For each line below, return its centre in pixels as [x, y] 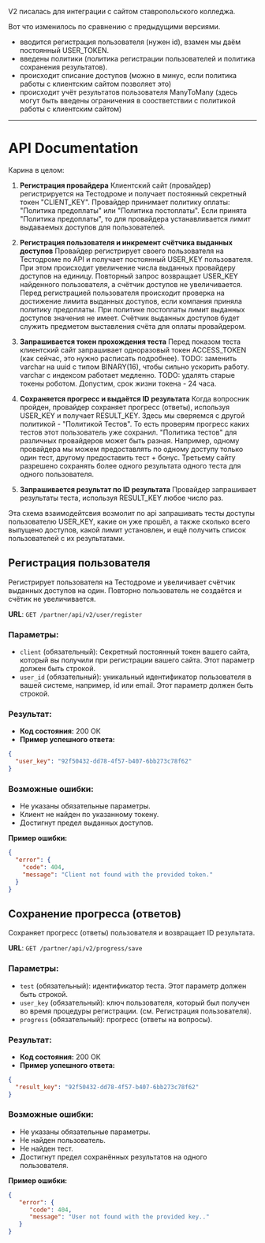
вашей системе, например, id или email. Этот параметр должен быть [136, 685]
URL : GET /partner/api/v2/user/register [75, 614]
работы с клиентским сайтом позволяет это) [95, 84]
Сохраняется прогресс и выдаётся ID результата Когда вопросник [134, 398]
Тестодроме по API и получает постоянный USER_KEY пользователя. [136, 259]
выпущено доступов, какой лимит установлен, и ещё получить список [127, 530]
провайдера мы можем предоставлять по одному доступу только [131, 449]
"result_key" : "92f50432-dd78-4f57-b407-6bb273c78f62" [107, 1087]
